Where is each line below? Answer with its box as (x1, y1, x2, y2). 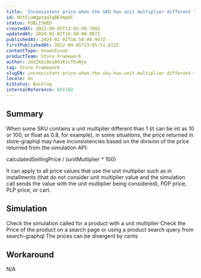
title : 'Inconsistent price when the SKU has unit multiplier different (6, 8, 191, 15)
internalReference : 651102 (6, 87, 74, 93)
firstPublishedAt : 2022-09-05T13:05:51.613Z (6, 43, 119, 49)
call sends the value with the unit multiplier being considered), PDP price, (6, 180, 187, 187)
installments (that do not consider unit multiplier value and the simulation (6, 173, 185, 180)
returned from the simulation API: (6, 144, 88, 151)
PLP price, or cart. (6, 186, 51, 194)
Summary (6, 109, 44, 119)
